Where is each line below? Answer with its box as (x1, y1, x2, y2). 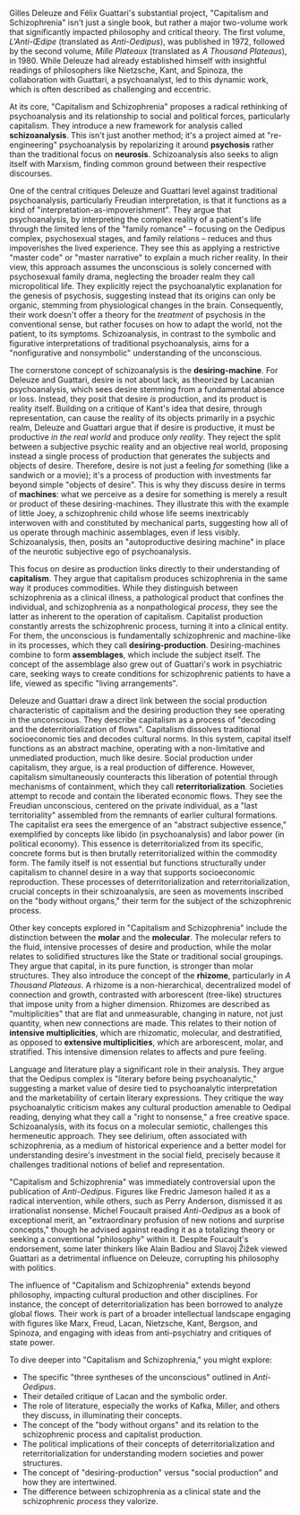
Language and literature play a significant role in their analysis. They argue (9, 1064, 285, 1074)
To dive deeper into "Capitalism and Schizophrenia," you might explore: (9, 1354, 273, 1365)
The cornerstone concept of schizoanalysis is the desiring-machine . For (9, 365, 279, 375)
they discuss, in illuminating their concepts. (21, 1410, 183, 1421)
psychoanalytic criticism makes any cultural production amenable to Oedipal (9, 1102, 291, 1112)
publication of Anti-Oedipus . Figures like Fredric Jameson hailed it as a (9, 1187, 271, 1196)
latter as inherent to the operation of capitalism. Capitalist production (9, 611, 263, 622)
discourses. (9, 168, 53, 179)
